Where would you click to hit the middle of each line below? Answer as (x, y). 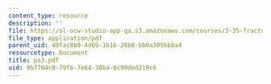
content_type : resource (48, 16)
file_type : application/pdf (56, 38)
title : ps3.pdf (34, 61)
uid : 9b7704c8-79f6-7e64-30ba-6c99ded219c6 (83, 68)
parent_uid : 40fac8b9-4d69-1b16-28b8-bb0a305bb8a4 (95, 46)
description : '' (35, 23)
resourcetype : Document (48, 53)
